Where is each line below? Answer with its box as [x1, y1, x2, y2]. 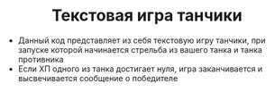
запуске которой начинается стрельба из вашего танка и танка [17, 44, 263, 54]
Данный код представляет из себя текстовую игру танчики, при [17, 35, 266, 46]
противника [17, 54, 64, 64]
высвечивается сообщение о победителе [17, 72, 179, 83]
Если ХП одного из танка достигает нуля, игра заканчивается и [17, 63, 263, 74]
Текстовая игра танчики [50, 5, 243, 26]
